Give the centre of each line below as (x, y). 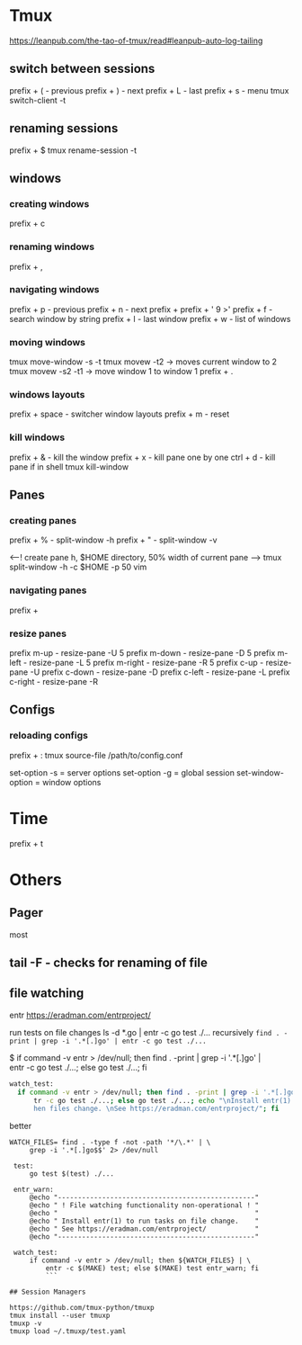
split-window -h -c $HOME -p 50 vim (78, 567)
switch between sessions (82, 69)
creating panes (43, 521)
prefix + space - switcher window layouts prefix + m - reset (120, 414)
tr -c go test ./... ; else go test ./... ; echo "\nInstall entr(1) (162, 1100)
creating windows (49, 203)
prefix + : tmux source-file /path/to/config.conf (96, 755)
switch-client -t (38, 100)
